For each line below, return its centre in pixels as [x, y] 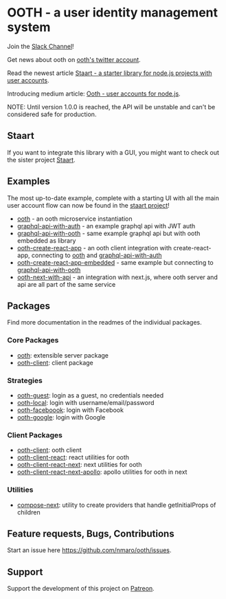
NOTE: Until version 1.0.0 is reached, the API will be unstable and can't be [111, 107]
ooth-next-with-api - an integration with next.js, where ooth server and [117, 277]
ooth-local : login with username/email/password [86, 402]
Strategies [25, 380]
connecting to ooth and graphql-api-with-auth [97, 255]
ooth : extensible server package [63, 355]
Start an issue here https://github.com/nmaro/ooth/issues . [89, 550]
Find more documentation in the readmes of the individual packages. [105, 323]
